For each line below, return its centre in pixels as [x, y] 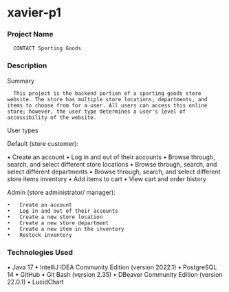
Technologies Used [40, 252]
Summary [21, 81]
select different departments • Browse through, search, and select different [114, 171]
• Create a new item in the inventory [66, 229]
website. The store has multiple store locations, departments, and [107, 99]
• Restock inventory [40, 235]
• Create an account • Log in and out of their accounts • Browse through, [111, 157]
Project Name [30, 34]
